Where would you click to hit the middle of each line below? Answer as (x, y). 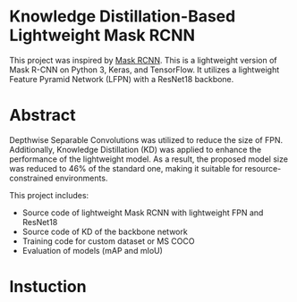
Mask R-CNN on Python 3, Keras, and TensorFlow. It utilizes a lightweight (144, 70)
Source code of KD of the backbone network (105, 231)
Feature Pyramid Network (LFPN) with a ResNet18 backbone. (122, 79)
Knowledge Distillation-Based (123, 17)
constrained (31, 178)
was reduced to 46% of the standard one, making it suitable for (126, 168)
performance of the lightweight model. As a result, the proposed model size (149, 159)
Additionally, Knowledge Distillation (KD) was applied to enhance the (136, 149)
